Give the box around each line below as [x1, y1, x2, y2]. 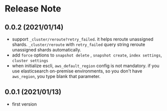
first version [12, 101, 37, 107]
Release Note [5, 3, 61, 14]
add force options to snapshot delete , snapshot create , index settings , [12, 52, 162, 58]
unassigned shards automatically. [12, 47, 81, 52]
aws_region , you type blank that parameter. [12, 73, 101, 79]
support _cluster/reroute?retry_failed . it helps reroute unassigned [12, 36, 153, 42]
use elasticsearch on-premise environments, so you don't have [12, 68, 142, 74]
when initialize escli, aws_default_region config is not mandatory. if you [12, 63, 160, 68]
